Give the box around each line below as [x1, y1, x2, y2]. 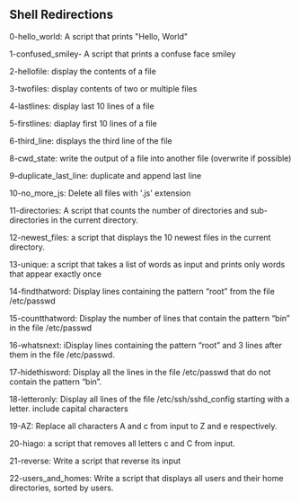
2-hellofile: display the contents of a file [9, 66, 157, 76]
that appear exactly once [9, 269, 101, 279]
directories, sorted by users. [9, 482, 114, 493]
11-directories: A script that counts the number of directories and [9, 205, 249, 216]
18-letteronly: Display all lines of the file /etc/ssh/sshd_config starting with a [9, 393, 290, 404]
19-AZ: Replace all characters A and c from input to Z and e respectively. [9, 420, 278, 431]
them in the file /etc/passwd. [9, 349, 115, 360]
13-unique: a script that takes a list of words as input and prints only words [9, 259, 286, 269]
